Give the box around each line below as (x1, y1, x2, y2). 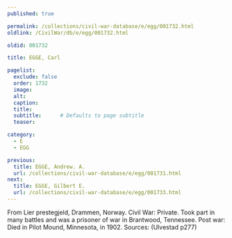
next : (7, 176, 23, 183)
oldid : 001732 (7, 42, 49, 49)
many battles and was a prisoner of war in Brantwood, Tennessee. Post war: (7, 215, 226, 223)
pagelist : (7, 67, 36, 74)
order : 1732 (13, 80, 49, 87)
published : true (7, 10, 54, 17)
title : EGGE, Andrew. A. (13, 163, 85, 170)
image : (13, 86, 33, 93)
